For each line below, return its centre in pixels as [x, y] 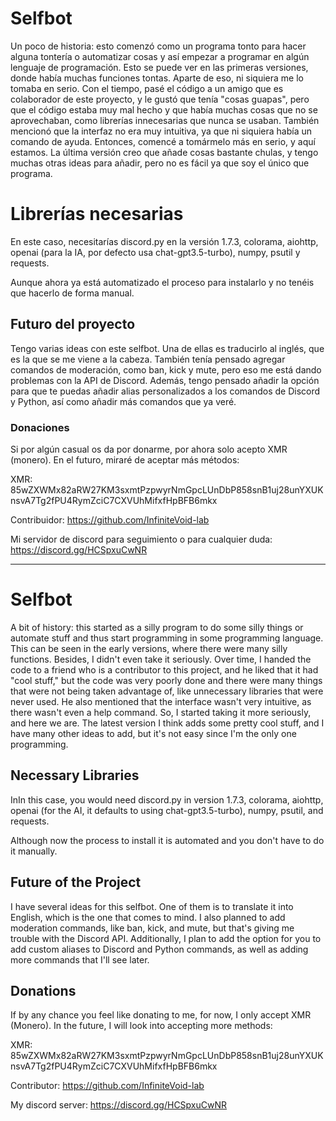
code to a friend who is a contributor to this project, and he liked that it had [164, 669]
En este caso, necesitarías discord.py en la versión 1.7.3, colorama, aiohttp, [164, 241]
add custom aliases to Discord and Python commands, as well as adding [159, 949]
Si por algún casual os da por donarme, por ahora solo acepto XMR [149, 449]
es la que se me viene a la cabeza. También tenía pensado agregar [148, 359]
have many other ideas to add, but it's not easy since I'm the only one [153, 733]
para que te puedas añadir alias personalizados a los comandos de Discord [165, 391]
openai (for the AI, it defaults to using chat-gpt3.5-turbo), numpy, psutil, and [167, 810]
